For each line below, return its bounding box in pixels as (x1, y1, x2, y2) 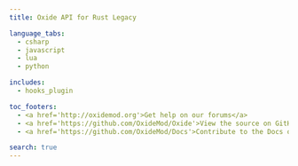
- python (17, 62, 50, 71)
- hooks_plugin (17, 86, 74, 95)
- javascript (17, 45, 66, 54)
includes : (9, 78, 46, 87)
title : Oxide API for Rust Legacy (9, 12, 137, 22)
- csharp (17, 37, 50, 46)
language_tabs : (9, 28, 66, 38)
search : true (9, 143, 58, 152)
